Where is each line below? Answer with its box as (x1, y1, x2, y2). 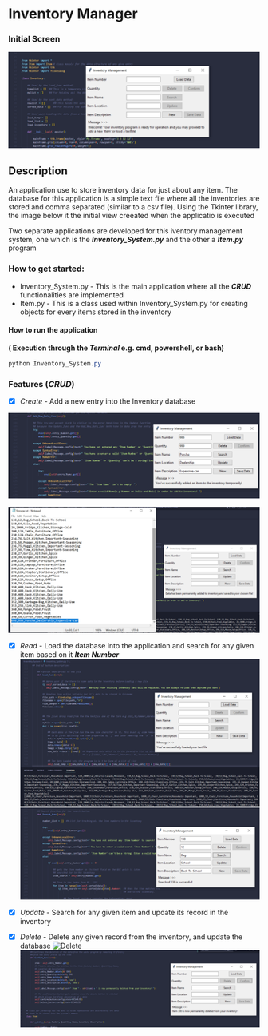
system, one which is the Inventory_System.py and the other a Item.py (8, 235, 244, 245)
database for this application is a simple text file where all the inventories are (8, 193, 260, 204)
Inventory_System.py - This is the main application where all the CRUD (19, 281, 252, 291)
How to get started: (8, 263, 85, 274)
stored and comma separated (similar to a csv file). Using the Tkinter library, (8, 202, 258, 212)
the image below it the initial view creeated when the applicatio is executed (8, 211, 255, 221)
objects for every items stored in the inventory (19, 307, 172, 317)
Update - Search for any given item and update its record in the (19, 907, 229, 917)
